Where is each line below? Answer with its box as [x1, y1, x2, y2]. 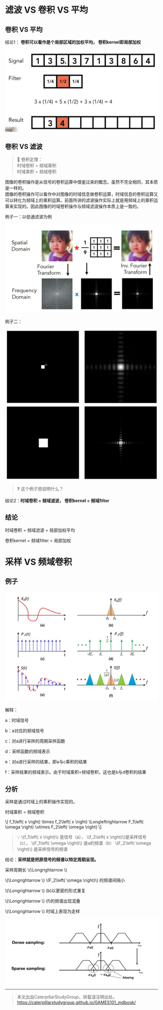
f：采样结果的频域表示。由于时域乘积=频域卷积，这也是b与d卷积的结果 [5, 769, 147, 775]
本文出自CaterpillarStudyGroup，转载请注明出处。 [16, 994, 117, 1000]
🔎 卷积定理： [16, 156, 43, 162]
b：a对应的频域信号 [5, 728, 45, 734]
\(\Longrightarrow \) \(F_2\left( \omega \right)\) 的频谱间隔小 [5, 877, 125, 883]
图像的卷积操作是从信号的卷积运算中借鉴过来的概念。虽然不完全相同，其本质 [5, 179, 158, 185]
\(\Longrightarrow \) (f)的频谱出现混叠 [5, 898, 81, 904]
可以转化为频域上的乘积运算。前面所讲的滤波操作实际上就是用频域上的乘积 [5, 197, 154, 203]
